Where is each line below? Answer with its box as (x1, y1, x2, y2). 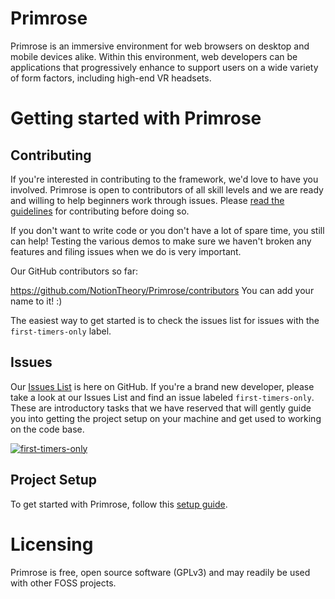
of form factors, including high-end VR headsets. (10, 72, 212, 84)
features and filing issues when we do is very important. (10, 245, 242, 257)
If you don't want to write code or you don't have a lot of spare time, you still (10, 224, 325, 236)
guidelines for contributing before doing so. (10, 205, 190, 217)
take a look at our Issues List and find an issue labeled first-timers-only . (10, 391, 315, 403)
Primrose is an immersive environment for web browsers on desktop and (10, 40, 310, 52)
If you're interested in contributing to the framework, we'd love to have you (10, 173, 319, 185)
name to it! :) (10, 295, 63, 307)
